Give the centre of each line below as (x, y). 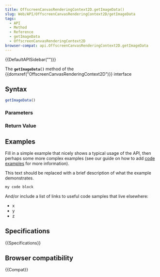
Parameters (19, 113)
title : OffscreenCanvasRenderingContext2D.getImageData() (65, 9)
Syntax (16, 90)
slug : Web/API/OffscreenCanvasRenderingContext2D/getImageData (70, 14)
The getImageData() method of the (40, 69)
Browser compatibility (39, 258)
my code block (19, 187)
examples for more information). (37, 163)
